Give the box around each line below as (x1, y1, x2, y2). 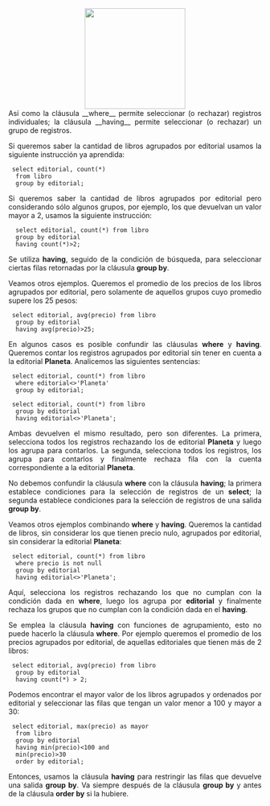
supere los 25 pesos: (8, 296, 78, 305)
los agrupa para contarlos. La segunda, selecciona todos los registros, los (8, 446, 262, 455)
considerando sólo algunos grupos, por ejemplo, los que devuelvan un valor (8, 202, 262, 212)
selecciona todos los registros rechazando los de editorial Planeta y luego (8, 437, 262, 446)
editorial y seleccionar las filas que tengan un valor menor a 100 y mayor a (8, 698, 262, 708)
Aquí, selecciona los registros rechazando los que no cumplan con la (8, 588, 262, 597)
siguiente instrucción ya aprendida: (8, 150, 125, 159)
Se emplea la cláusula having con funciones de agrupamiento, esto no (8, 620, 262, 630)
